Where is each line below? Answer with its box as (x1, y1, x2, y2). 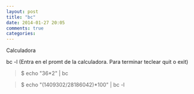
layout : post (6, 8, 39, 15)
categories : (6, 31, 36, 37)
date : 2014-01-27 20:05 (6, 20, 65, 25)
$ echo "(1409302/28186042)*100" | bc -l (20, 81, 125, 89)
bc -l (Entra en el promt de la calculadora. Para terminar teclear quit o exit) (6, 59, 189, 66)
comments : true (6, 25, 44, 31)
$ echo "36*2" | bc (20, 70, 68, 77)
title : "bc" (6, 14, 36, 20)
